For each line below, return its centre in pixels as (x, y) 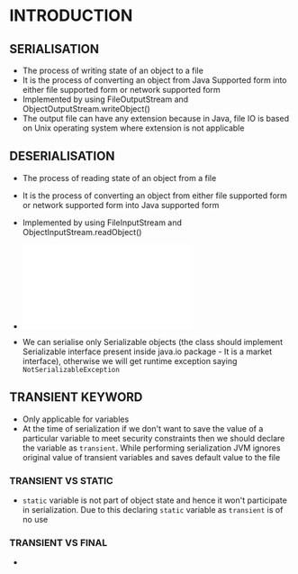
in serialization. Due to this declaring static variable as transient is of (153, 509)
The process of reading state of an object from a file (119, 178)
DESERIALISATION (62, 156)
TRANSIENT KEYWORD (76, 397)
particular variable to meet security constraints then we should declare (154, 438)
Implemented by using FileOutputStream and (105, 99)
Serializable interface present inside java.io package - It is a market (147, 351)
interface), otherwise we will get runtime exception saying (130, 360)
